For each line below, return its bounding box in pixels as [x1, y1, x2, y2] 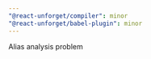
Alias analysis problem [8, 41, 83, 51]
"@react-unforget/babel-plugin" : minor [8, 19, 143, 27]
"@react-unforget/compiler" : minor [8, 11, 128, 20]
